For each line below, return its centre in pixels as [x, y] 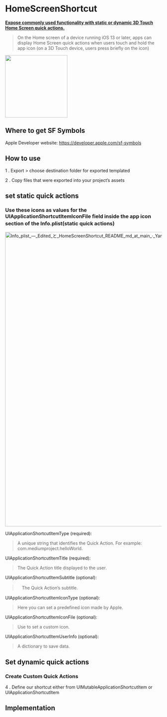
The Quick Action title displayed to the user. [62, 568]
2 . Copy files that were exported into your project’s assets [65, 180]
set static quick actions [42, 196]
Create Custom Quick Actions [42, 676]
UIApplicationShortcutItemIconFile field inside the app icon [78, 216]
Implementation [30, 708]
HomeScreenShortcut [51, 9]
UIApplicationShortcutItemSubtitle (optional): [51, 578]
